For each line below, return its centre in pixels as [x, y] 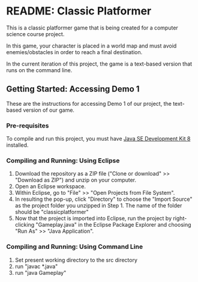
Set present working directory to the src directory [76, 260]
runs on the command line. [39, 70]
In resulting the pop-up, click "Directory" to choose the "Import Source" [103, 199]
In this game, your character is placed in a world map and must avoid [91, 46]
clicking [25, 225]
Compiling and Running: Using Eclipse [63, 161]
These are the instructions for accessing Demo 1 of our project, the [89, 103]
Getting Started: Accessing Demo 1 [73, 89]
